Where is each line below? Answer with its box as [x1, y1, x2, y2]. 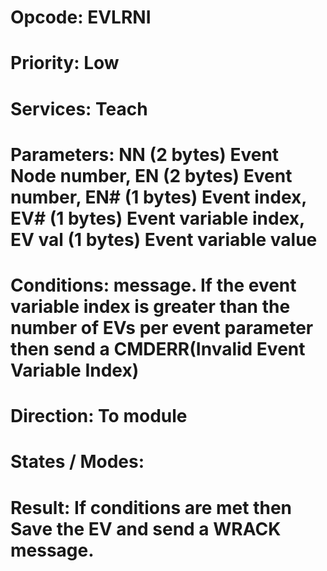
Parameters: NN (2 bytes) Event [10, 143, 280, 166]
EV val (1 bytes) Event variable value [10, 228, 318, 251]
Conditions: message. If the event [10, 274, 297, 296]
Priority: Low [10, 52, 120, 75]
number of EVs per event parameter [10, 316, 314, 339]
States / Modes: [10, 451, 145, 473]
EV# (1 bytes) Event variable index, [10, 207, 305, 230]
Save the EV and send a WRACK [10, 517, 282, 540]
